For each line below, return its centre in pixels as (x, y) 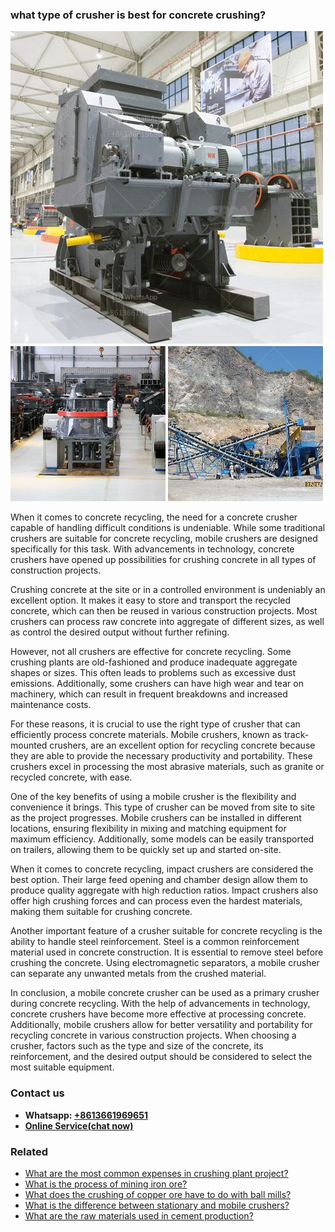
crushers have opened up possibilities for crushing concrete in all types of (163, 560)
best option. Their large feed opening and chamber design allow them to (159, 880)
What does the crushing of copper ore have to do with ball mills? (158, 1194)
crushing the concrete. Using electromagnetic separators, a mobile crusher (165, 963)
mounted (29, 745)
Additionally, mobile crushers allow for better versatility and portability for (161, 1025)
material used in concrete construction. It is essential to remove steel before (167, 952)
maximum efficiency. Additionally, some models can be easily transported (162, 839)
